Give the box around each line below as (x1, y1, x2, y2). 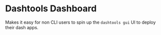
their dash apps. (5, 24, 39, 30)
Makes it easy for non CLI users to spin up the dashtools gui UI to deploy (5, 19, 156, 25)
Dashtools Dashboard (5, 3, 97, 14)
